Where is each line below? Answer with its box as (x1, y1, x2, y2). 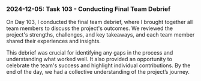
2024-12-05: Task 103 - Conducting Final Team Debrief (6, 5, 171, 13)
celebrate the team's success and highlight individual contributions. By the (6, 62, 191, 69)
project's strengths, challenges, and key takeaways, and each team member (6, 31, 195, 38)
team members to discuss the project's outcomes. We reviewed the (6, 25, 173, 32)
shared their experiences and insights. (6, 38, 101, 45)
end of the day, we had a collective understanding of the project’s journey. (6, 68, 190, 76)
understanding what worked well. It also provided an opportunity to (6, 56, 173, 63)
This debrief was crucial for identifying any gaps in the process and (6, 49, 173, 56)
